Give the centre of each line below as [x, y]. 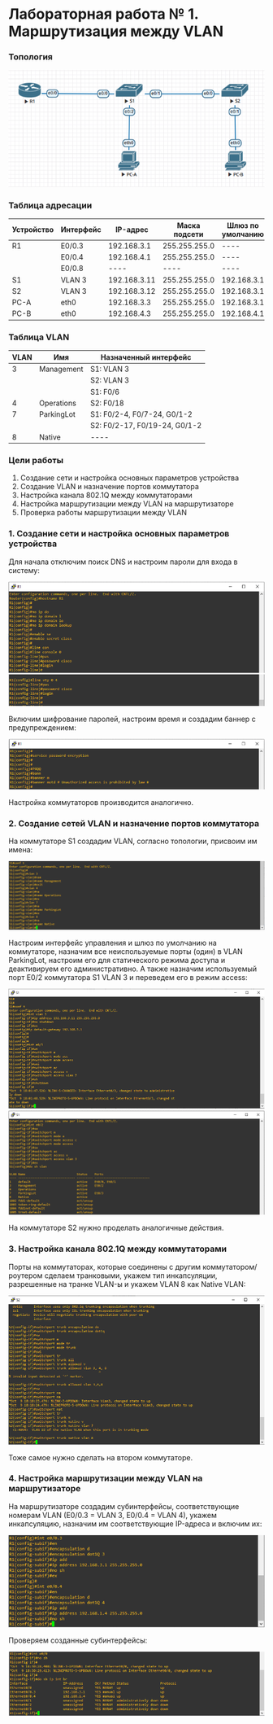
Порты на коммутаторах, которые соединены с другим [105, 1267]
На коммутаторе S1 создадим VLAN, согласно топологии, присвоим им [133, 841]
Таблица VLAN [39, 337]
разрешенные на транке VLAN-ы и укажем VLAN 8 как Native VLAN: [127, 1284]
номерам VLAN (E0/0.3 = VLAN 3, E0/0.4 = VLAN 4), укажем [113, 1515]
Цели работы [36, 460]
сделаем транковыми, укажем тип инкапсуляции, [131, 1275]
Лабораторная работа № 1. [104, 14]
